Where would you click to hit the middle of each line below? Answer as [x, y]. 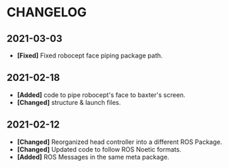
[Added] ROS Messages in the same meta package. [93, 157]
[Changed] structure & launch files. [69, 102]
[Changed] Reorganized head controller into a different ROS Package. [119, 142]
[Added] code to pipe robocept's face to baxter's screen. [101, 95]
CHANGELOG [47, 12]
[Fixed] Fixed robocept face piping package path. [90, 55]
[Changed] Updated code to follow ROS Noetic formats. [99, 149]
